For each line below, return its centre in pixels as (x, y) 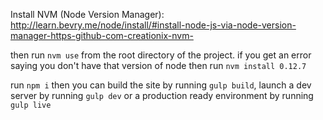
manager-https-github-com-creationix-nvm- (102, 35)
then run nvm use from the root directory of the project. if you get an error (161, 55)
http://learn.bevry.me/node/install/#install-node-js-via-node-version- (153, 25)
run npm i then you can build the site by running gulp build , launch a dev (161, 85)
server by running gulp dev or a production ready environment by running (162, 95)
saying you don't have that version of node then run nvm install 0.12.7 (158, 65)
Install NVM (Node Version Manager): (87, 14)
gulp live (31, 105)
